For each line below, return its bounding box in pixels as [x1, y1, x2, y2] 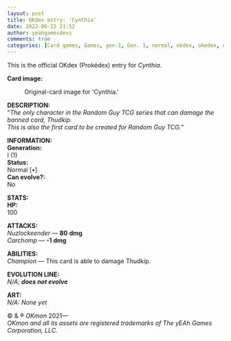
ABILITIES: [7, 249, 38, 258]
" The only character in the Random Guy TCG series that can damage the [7, 108, 214, 116]
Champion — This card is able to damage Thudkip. [7, 257, 151, 265]
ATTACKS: [7, 222, 38, 229]
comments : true [7, 36, 51, 43]
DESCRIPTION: [7, 101, 50, 109]
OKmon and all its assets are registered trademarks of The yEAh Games [7, 319, 212, 327]
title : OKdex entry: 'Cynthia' [7, 17, 97, 23]
